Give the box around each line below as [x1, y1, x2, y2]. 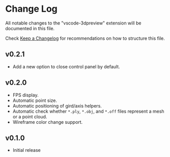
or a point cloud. [12, 113, 47, 120]
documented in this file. [5, 25, 55, 31]
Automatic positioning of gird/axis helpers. [12, 102, 102, 109]
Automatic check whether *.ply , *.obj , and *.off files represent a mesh [12, 108, 164, 114]
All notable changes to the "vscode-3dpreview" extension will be [5, 20, 141, 26]
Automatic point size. [12, 97, 58, 103]
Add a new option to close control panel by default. [12, 63, 120, 69]
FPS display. [12, 92, 39, 98]
